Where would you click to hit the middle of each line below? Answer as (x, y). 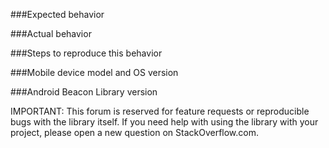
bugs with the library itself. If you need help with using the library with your (164, 122)
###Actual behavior (51, 33)
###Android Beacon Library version (84, 92)
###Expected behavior (57, 14)
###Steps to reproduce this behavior (86, 53)
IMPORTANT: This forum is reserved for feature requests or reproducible (160, 111)
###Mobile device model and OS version (94, 72)
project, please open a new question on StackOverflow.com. (134, 132)
